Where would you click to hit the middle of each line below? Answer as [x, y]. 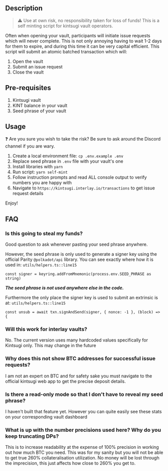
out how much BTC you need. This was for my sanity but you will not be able [84, 452]
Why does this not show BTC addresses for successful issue [80, 359]
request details [28, 193]
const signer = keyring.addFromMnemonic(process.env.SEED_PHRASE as [78, 274]
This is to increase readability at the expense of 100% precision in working [82, 447]
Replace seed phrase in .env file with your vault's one [68, 161]
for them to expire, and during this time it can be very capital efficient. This [82, 46]
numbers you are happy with [42, 183]
